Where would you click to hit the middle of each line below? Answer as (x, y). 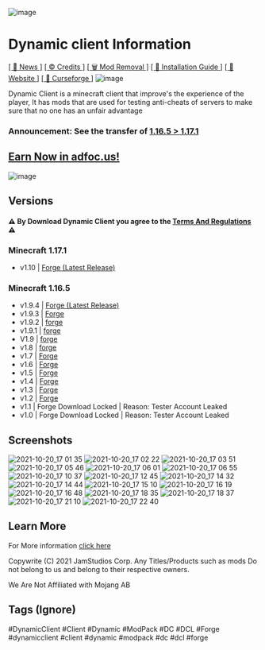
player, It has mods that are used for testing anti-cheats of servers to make (131, 102)
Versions (31, 201)
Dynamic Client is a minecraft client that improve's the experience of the (126, 93)
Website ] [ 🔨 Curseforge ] (51, 78)
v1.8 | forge (38, 348)
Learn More (37, 526)
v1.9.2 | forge (41, 323)
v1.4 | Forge (39, 381)
